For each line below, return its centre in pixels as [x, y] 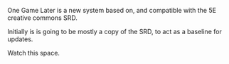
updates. [20, 39]
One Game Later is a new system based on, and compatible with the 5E [112, 10]
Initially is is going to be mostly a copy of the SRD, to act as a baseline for [114, 32]
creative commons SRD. [43, 18]
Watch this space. [34, 53]
